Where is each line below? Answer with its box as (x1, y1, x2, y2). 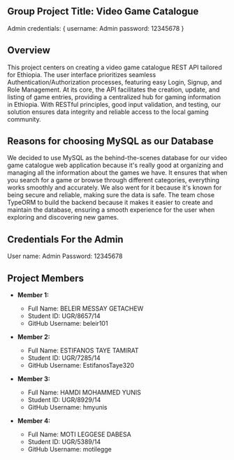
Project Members (7, 272, 85, 284)
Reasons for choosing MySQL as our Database (7, 136, 214, 148)
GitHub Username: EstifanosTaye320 (27, 361, 135, 370)
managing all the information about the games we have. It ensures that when (7, 168, 228, 177)
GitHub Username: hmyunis (27, 403, 108, 412)
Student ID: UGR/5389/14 (27, 438, 101, 446)
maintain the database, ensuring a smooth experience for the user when (7, 206, 215, 214)
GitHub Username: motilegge (27, 445, 112, 454)
